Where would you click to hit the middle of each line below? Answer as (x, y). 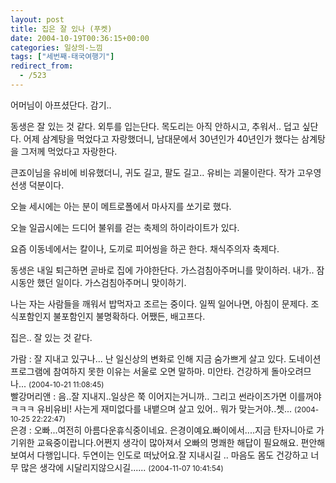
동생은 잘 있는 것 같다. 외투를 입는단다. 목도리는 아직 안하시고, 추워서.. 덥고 (155, 126)
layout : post (37, 19)
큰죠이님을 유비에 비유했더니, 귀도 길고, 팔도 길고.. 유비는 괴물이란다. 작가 (152, 172)
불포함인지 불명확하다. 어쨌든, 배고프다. (129, 316)
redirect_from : (42, 66)
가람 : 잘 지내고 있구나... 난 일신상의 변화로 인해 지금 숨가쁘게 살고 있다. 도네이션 (166, 358)
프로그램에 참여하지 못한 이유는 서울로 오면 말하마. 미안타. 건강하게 (140, 371)
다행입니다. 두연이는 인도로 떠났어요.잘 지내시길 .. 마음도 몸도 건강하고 (172, 455)
